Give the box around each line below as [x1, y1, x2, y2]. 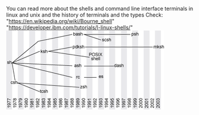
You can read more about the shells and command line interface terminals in [6, 5, 194, 12]
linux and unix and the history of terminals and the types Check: [6, 11, 163, 18]
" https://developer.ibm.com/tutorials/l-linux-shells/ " [6, 24, 133, 31]
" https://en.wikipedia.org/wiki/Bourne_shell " [6, 18, 115, 24]
